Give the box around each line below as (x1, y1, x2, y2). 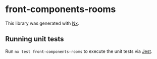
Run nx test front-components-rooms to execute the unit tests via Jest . (5, 48, 152, 54)
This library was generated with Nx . (5, 20, 79, 26)
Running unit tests (5, 35, 64, 43)
